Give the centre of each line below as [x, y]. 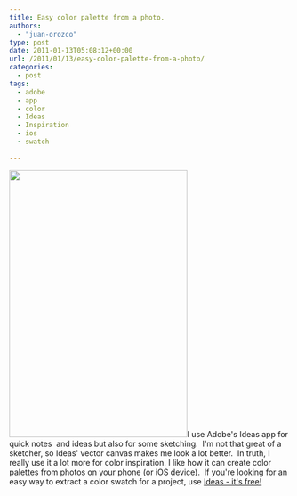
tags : [19, 84]
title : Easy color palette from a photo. [87, 17]
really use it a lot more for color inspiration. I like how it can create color [140, 462]
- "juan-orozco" [47, 34]
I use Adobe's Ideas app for [238, 434]
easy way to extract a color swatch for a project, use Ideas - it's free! [136, 481]
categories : [31, 68]
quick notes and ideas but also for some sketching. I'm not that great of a [145, 443]
